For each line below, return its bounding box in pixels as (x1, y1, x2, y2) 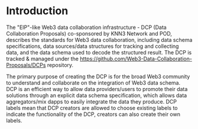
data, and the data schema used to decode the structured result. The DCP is (6, 49, 192, 56)
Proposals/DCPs (6, 61, 46, 69)
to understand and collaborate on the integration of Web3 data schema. (6, 79, 181, 86)
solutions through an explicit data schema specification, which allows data (6, 92, 187, 99)
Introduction (6, 4, 69, 18)
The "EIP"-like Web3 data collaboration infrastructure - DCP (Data (6, 24, 167, 31)
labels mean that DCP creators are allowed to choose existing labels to (6, 104, 178, 111)
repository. (47, 61, 74, 69)
